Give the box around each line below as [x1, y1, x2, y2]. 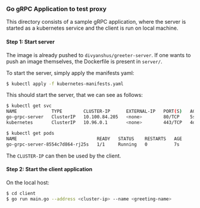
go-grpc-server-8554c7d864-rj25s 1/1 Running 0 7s [6, 141, 180, 147]
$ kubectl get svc [6, 103, 52, 109]
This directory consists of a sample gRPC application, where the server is [6, 18, 186, 26]
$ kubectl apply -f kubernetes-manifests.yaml [6, 81, 124, 87]
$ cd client [6, 190, 36, 196]
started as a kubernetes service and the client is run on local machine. [6, 24, 179, 31]
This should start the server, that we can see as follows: [6, 92, 143, 99]
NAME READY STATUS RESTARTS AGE [6, 135, 183, 141]
